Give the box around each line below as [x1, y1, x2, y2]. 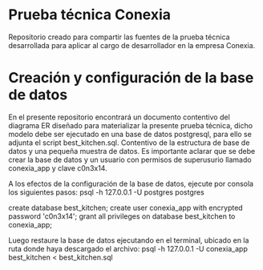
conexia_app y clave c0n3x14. [8, 163, 107, 173]
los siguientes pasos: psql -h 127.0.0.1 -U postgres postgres [8, 187, 204, 197]
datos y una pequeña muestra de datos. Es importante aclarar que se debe [8, 146, 256, 155]
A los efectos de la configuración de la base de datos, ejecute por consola [8, 179, 254, 188]
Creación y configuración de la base [8, 69, 254, 87]
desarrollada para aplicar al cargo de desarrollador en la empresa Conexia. [8, 40, 256, 50]
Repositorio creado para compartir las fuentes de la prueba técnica [8, 32, 230, 42]
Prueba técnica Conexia [8, 6, 171, 24]
